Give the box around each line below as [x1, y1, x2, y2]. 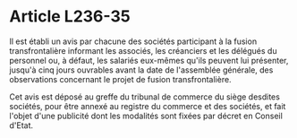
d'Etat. [9, 119, 34, 131]
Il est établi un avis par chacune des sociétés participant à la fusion [9, 36, 258, 47]
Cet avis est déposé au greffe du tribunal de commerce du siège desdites [9, 91, 280, 102]
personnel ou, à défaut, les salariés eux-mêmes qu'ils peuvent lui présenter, [9, 55, 289, 65]
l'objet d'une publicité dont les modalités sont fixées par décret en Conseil [9, 110, 284, 121]
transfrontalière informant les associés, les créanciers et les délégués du [9, 45, 277, 56]
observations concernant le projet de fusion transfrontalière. [9, 73, 232, 84]
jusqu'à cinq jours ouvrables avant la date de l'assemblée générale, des [9, 65, 274, 75]
